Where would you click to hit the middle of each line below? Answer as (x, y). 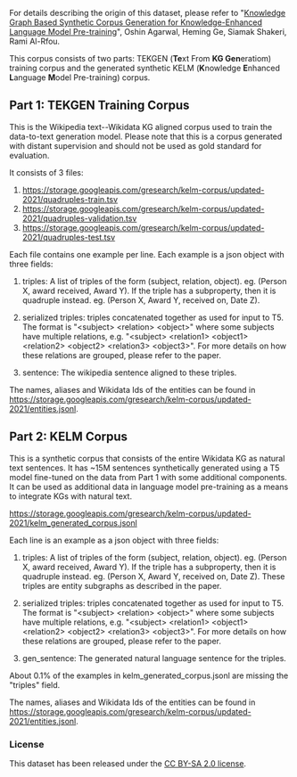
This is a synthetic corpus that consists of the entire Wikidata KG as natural (147, 458)
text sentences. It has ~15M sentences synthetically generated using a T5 (144, 468)
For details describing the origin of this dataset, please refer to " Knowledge (148, 13)
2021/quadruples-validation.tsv (79, 218)
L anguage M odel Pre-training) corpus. (80, 78)
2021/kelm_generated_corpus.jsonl (74, 523)
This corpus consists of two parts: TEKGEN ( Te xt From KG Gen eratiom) (140, 58)
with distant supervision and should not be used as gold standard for (136, 145)
